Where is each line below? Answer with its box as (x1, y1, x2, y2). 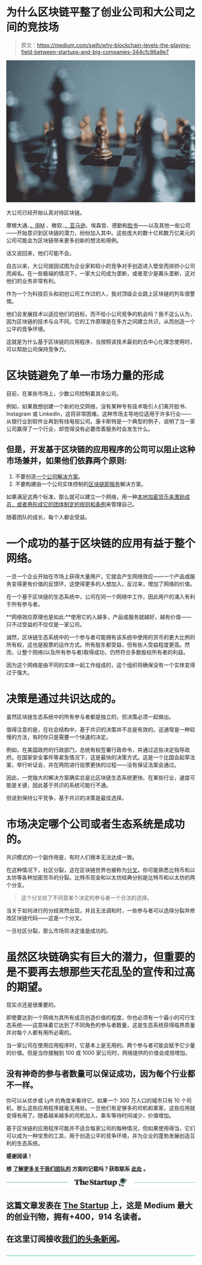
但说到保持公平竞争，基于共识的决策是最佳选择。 (6, 794, 127, 801)
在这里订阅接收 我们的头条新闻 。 (6, 1234, 125, 1244)
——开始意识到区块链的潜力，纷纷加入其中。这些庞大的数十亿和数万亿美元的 (6, 229, 195, 236)
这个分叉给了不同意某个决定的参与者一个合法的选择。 (20, 894, 153, 901)
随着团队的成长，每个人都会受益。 (6, 513, 91, 520)
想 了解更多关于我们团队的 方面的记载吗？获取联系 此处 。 (6, 1165, 149, 1172)
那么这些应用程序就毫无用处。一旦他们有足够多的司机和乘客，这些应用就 (16, 1105, 195, 1112)
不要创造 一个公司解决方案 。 (14, 473, 84, 480)
